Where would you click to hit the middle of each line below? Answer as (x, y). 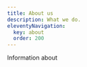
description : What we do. (44, 20)
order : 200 (29, 39)
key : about (29, 32)
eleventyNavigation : (37, 26)
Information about (33, 58)
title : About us (30, 13)
